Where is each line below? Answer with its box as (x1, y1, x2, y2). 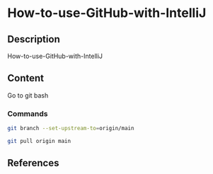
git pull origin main (7, 137, 71, 144)
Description (7, 33, 60, 45)
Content (7, 72, 45, 84)
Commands (7, 108, 48, 118)
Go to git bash (7, 91, 49, 100)
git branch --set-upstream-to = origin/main (7, 125, 134, 132)
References (7, 157, 59, 169)
